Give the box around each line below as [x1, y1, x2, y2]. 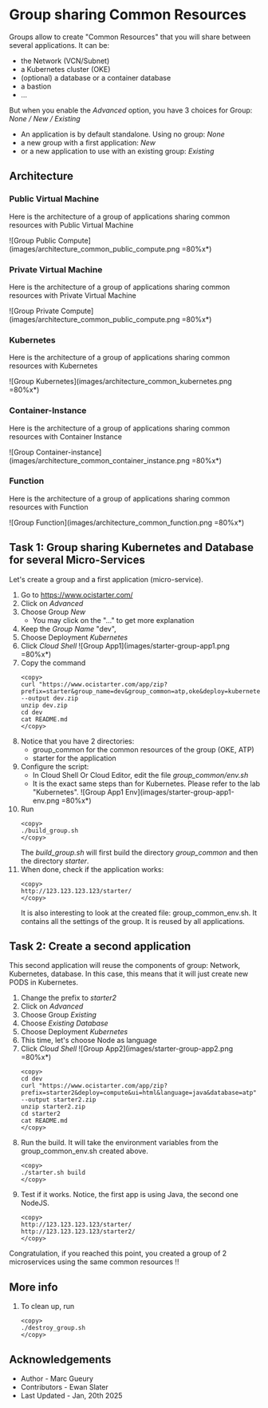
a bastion [20, 81, 52, 91]
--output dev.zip [20, 694, 79, 702]
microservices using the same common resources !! [9, 1257, 179, 1267]
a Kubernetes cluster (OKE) [20, 64, 111, 73]
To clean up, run [20, 1302, 75, 1311]
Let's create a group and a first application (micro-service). [9, 574, 204, 584]
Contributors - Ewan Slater [20, 1382, 108, 1392]
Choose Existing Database [20, 1018, 108, 1028]
